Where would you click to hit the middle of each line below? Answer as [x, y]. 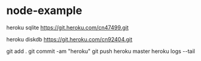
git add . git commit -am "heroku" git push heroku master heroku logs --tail [101, 51]
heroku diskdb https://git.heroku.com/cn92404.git [69, 39]
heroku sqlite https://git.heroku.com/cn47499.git [68, 27]
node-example [44, 11]
